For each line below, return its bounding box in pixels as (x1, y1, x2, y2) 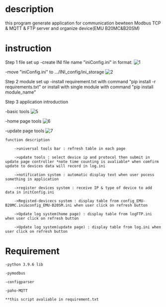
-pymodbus (5, 271, 26, 276)
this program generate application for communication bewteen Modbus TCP (5, 20, 162, 26)
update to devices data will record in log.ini (5, 163, 106, 168)
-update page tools (5, 128, 45, 134)
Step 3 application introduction (5, 99, 69, 105)
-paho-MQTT (5, 288, 28, 293)
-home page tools (5, 118, 42, 124)
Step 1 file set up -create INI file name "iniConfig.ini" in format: (5, 59, 133, 65)
